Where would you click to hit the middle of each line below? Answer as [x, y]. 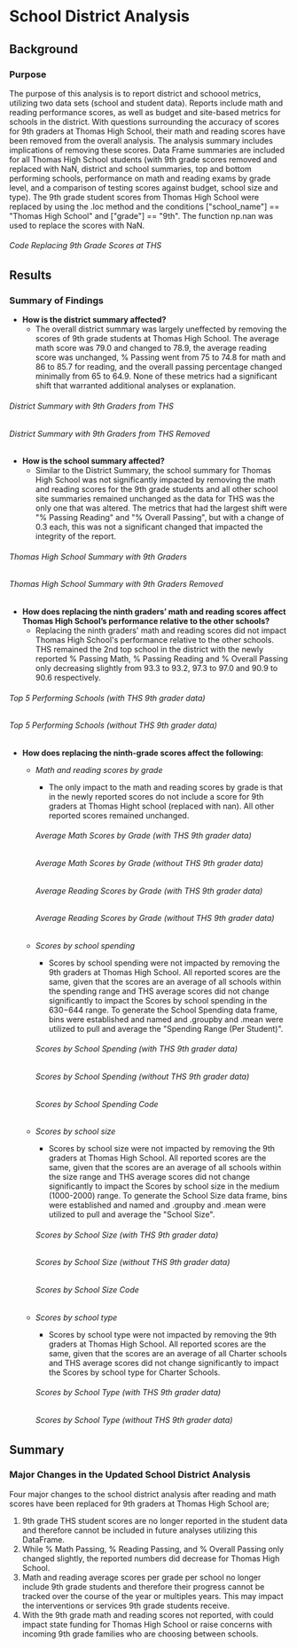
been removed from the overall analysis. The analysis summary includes [141, 140]
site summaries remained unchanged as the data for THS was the [155, 499]
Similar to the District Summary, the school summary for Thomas [153, 471]
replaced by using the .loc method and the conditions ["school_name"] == [145, 207]
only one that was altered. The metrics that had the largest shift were [161, 508]
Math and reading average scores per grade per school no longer [141, 1577]
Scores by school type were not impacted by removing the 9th [163, 1334]
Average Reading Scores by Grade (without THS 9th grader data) [155, 918]
